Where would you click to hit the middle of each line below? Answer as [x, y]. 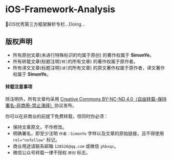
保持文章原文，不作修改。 [40, 127]
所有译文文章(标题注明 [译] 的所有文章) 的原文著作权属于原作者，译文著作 [89, 68]
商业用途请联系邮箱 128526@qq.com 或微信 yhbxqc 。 [66, 146]
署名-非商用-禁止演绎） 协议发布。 [41, 105]
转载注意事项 [19, 87]
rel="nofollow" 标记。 [36, 140]
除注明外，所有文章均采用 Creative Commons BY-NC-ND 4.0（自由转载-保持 [86, 99]
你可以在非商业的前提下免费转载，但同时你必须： [57, 116]
